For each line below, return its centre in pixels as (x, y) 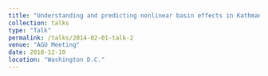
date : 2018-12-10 (37, 52)
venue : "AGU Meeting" (44, 45)
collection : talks (39, 23)
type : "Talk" (30, 30)
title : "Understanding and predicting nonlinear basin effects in (121, 15)
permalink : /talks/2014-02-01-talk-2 (71, 38)
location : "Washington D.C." (57, 60)
